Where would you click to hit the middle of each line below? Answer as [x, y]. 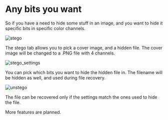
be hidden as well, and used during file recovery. [55, 77]
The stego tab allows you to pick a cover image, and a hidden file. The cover [84, 47]
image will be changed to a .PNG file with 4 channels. [60, 53]
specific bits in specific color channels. [45, 28]
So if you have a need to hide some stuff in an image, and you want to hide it [84, 23]
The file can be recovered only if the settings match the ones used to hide [81, 97]
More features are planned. [33, 112]
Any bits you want [43, 9]
